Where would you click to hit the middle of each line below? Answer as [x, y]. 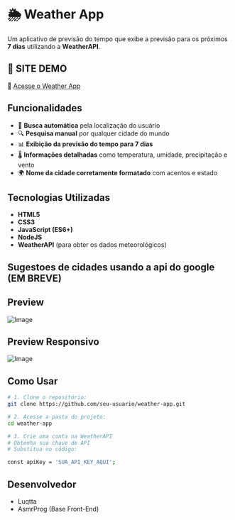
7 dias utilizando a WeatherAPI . [54, 46]
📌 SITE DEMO [37, 69]
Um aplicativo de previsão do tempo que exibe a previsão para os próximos [118, 39]
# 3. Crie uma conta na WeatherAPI [60, 436]
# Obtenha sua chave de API [49, 443]
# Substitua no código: [43, 449]
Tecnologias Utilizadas [59, 198]
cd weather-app [30, 424]
